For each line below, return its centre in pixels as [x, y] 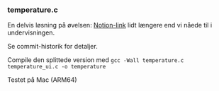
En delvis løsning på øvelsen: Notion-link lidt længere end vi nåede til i [110, 25]
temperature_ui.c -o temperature [57, 67]
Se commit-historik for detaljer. [52, 47]
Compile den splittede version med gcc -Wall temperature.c [96, 60]
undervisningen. [31, 32]
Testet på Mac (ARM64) [42, 80]
